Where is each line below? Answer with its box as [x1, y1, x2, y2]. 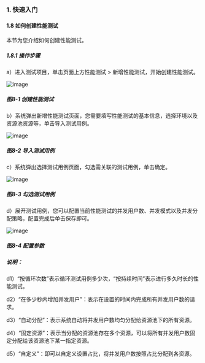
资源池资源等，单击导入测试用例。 [6, 120, 93, 127]
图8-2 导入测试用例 [6, 147, 55, 154]
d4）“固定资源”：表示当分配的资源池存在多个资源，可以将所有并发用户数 [6, 329, 190, 337]
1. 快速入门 [6, 5, 38, 13]
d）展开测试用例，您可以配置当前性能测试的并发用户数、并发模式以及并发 [6, 207, 193, 214]
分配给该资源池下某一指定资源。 [11, 337, 93, 345]
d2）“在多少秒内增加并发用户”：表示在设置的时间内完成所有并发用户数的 [6, 296, 190, 303]
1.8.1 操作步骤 [6, 52, 41, 59]
